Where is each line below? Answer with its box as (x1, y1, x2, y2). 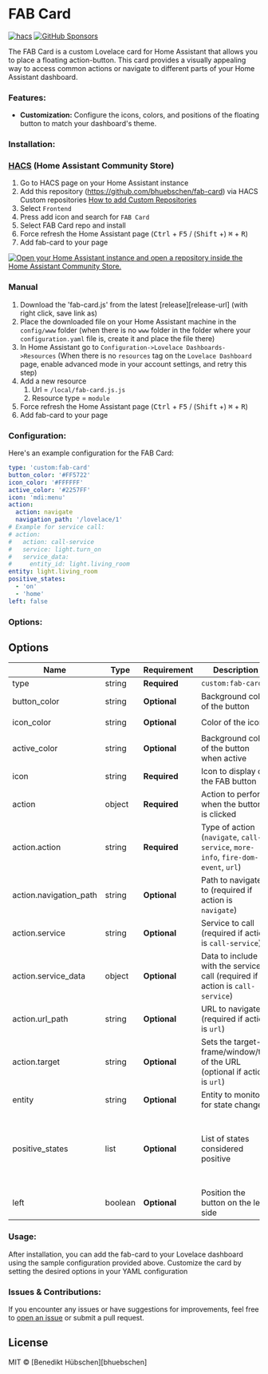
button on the (200, 1197, 251, 1209)
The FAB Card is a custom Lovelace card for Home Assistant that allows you (8, 46, 258, 56)
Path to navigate (200, 875, 262, 886)
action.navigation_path (12, 890, 98, 901)
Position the (200, 1187, 246, 1198)
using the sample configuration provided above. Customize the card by (8, 1257, 242, 1267)
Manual (8, 281, 38, 292)
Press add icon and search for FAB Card (19, 212, 150, 222)
